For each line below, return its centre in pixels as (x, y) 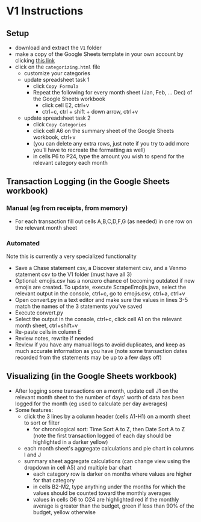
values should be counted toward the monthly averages (102, 493)
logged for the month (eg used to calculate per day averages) (91, 404)
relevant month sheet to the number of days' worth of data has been (100, 397)
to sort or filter (42, 423)
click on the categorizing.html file (57, 67)
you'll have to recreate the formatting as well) (89, 150)
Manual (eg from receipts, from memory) (67, 208)
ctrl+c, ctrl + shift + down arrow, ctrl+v (90, 112)
